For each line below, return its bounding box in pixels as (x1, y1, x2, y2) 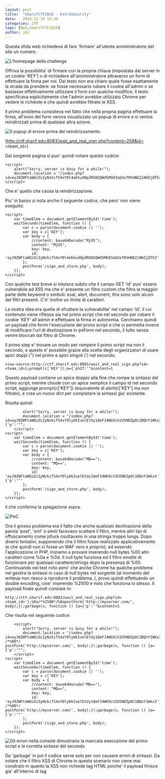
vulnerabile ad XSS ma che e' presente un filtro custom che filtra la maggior (5, 286, 158, 292)
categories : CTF (5, 21, 38, 26)
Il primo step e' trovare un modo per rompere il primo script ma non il (5, 342, 145, 348)
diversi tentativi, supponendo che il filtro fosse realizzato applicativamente (5, 539, 156, 544)
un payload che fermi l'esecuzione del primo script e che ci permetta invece (5, 322, 159, 328)
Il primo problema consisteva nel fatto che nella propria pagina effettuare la (5, 109, 157, 114)
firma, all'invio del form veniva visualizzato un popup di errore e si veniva (5, 114, 153, 119)
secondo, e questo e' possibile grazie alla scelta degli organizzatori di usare (5, 347, 159, 353)
